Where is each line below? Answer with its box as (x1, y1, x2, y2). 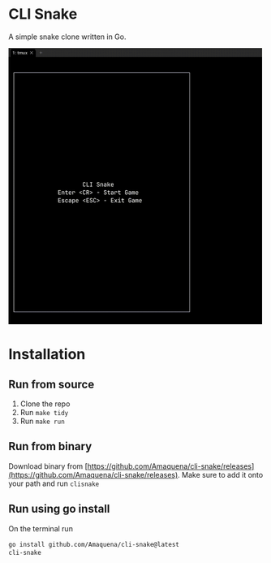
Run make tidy (19, 408, 69, 418)
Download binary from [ (8, 461, 88, 471)
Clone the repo (19, 399, 71, 409)
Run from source (8, 377, 95, 391)
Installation (8, 345, 86, 364)
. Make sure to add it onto (177, 470, 264, 479)
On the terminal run (8, 523, 73, 533)
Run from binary (8, 440, 92, 453)
